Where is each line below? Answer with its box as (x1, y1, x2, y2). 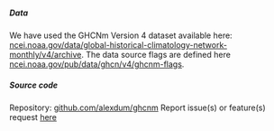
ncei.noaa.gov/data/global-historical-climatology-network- (9, 39, 228, 50)
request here (9, 111, 57, 122)
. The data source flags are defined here (80, 49, 232, 60)
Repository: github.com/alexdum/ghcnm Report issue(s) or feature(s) (9, 102, 266, 113)
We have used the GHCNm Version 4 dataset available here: (9, 30, 233, 41)
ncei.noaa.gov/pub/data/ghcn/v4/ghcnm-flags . (9, 59, 185, 70)
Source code (9, 80, 59, 90)
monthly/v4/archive (9, 49, 82, 60)
